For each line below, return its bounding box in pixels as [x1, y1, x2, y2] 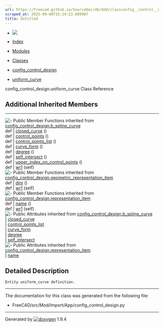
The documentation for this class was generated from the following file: [5, 293, 149, 298]
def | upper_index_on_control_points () [5, 159, 82, 165]
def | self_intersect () [5, 154, 47, 160]
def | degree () [5, 149, 35, 155]
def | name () [5, 201, 32, 206]
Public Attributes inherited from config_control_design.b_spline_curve [13, 211, 153, 217]
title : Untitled [5, 16, 38, 21]
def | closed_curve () [5, 128, 47, 134]
